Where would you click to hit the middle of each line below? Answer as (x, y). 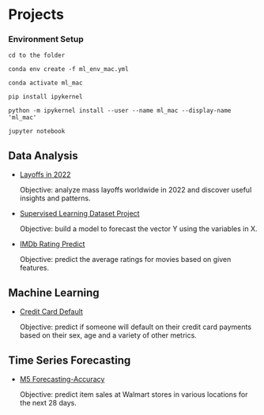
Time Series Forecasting (70, 360)
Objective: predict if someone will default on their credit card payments (135, 327)
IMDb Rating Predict (52, 244)
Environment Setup (46, 39)
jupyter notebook (37, 132)
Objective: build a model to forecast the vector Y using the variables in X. (138, 229)
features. (34, 268)
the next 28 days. (48, 402)
